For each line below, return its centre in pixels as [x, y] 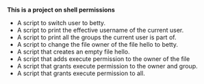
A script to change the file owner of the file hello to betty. [98, 44]
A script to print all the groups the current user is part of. [97, 37]
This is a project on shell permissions [61, 10]
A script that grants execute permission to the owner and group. [107, 66]
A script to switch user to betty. [61, 23]
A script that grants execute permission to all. [81, 73]
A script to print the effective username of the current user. [100, 30]
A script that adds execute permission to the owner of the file [103, 59]
